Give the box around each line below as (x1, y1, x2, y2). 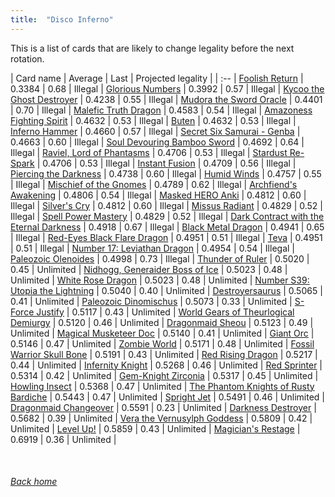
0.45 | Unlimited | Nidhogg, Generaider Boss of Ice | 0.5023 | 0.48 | (10, 263, 288, 275)
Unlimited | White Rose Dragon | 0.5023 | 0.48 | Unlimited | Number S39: (10, 274, 310, 286)
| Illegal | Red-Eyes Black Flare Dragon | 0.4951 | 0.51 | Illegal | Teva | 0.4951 (10, 231, 323, 243)
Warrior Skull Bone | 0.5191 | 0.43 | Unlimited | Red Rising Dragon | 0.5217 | (10, 348, 318, 360)
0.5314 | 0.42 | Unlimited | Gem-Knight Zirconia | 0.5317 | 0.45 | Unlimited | (10, 369, 319, 381)
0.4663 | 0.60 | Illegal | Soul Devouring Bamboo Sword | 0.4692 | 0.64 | (10, 136, 305, 148)
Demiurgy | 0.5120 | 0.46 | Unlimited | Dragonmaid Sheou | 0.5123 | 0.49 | (10, 316, 314, 328)
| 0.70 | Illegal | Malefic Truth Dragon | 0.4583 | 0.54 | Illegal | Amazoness (10, 104, 313, 116)
